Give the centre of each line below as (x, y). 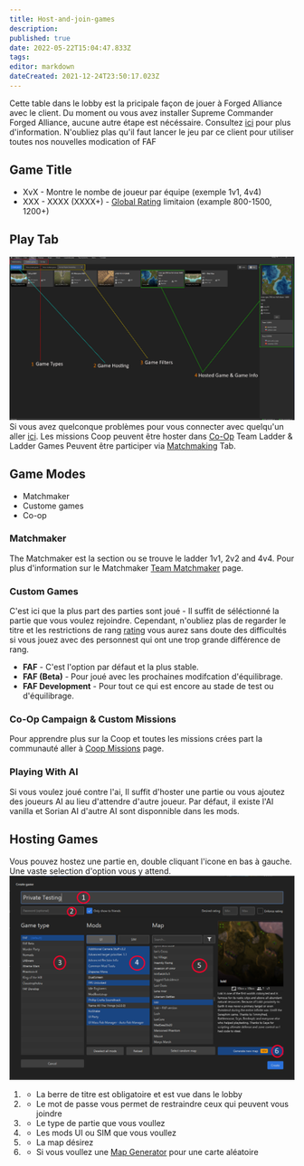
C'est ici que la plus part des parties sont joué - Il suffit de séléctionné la (144, 611)
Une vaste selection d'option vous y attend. (90, 871)
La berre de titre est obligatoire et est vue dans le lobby (139, 1095)
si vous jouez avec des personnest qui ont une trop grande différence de (145, 640)
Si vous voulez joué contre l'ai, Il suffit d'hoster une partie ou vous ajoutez (147, 792)
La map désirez (65, 1142)
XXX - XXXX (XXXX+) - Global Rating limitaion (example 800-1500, (147, 201)
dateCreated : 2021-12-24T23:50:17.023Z (85, 77)
